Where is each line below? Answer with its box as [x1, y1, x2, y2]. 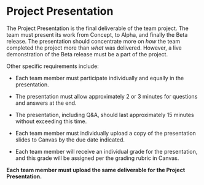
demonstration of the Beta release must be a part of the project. [6, 50, 168, 58]
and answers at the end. [15, 99, 77, 107]
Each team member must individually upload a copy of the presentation [15, 129, 197, 137]
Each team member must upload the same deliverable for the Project [6, 166, 186, 173]
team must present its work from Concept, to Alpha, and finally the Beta [6, 31, 188, 38]
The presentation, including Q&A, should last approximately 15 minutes [15, 111, 195, 118]
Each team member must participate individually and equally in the [15, 74, 184, 81]
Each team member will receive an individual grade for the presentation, [15, 148, 198, 155]
